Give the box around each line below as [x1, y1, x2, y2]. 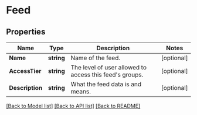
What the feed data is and [70, 80, 142, 88]
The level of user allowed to [70, 64, 147, 71]
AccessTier [9, 67, 42, 75]
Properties [6, 27, 46, 37]
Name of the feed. [70, 54, 121, 62]
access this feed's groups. [70, 71, 144, 79]
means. [70, 88, 91, 95]
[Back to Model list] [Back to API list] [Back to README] [6, 103, 141, 109]
